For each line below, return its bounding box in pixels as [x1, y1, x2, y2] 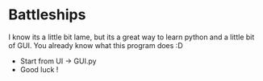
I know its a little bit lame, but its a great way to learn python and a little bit [8, 32, 255, 42]
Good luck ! [19, 64, 59, 74]
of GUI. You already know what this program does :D [8, 40, 183, 50]
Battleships [8, 6, 86, 24]
